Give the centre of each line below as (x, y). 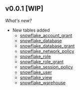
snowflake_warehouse (43, 83)
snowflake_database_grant (47, 46)
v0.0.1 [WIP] (24, 9)
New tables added (31, 30)
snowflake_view (36, 77)
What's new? (19, 20)
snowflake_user (36, 72)
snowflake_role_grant (41, 61)
